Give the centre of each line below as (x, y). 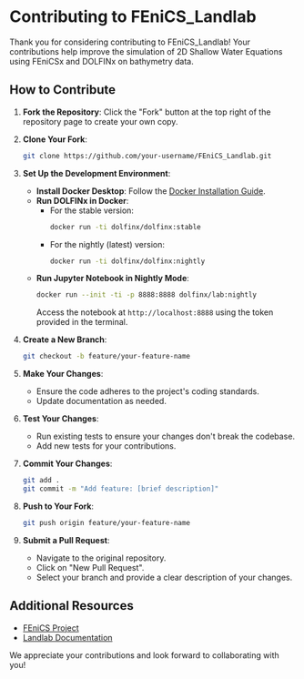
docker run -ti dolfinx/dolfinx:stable (126, 227)
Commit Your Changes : (67, 464)
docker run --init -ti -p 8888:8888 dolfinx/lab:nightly (147, 295)
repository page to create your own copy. (100, 121)
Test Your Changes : (61, 419)
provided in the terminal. (82, 322)
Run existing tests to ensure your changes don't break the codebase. (166, 436)
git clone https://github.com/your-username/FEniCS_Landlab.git (147, 156)
